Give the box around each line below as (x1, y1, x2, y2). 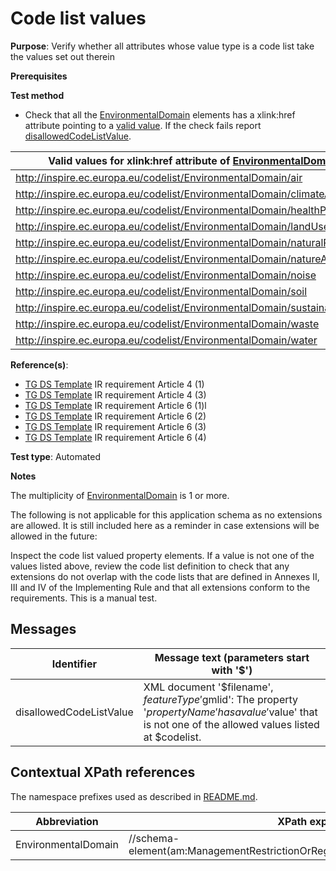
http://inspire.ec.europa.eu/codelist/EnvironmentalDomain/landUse (15, 219, 330, 233)
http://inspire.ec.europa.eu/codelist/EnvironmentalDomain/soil (15, 284, 308, 298)
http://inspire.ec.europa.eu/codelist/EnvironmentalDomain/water (15, 333, 318, 347)
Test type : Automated (10, 450, 101, 462)
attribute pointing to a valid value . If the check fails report (24, 119, 262, 131)
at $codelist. (143, 730, 202, 744)
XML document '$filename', (143, 680, 274, 694)
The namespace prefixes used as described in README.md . (10, 790, 258, 802)
